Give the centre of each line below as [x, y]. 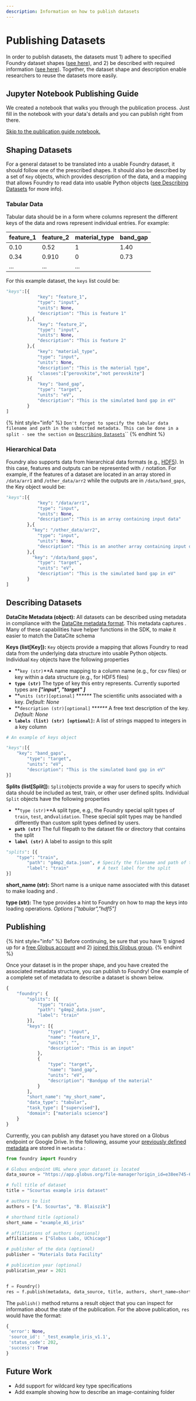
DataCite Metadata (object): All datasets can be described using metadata [96, 617]
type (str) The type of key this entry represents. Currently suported [97, 683]
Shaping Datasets [39, 150]
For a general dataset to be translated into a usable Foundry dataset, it [90, 164]
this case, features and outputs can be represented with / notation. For [91, 468]
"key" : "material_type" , [67, 352]
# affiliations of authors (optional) [53, 1233]
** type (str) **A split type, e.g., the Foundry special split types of [94, 810]
